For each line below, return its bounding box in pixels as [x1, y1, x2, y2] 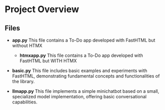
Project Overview [5, 4, 79, 15]
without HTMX [12, 43, 43, 49]
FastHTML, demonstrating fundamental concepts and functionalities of [12, 73, 160, 79]
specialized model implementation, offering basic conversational [12, 94, 147, 99]
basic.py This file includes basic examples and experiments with [12, 67, 148, 74]
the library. [12, 79, 35, 84]
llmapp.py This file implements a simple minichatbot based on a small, [12, 88, 159, 94]
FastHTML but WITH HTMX [19, 58, 77, 64]
